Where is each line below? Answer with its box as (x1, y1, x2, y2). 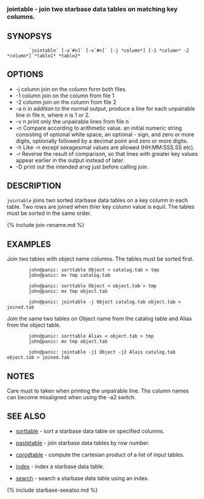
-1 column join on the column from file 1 (15, 92, 115, 99)
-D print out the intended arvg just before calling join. (15, 163, 149, 170)
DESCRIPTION (7, 180, 61, 190)
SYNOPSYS (7, 31, 52, 41)
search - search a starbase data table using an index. (15, 474, 149, 482)
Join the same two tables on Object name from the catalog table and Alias (7, 315, 192, 323)
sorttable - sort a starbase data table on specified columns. (15, 427, 165, 434)
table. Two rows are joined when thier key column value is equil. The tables (7, 203, 195, 211)
